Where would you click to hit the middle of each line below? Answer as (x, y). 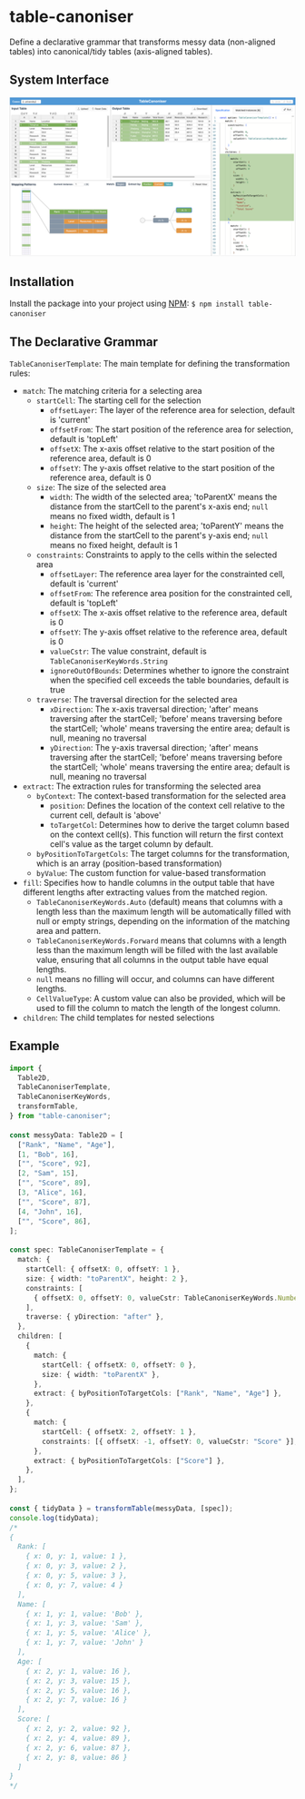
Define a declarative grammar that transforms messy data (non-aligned (143, 42)
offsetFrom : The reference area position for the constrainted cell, (171, 593)
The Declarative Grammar (84, 342)
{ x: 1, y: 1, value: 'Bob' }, (85, 1614)
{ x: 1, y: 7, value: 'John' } (85, 1643)
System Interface (59, 80)
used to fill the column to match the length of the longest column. (158, 1008)
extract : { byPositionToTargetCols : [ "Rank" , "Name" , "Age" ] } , (157, 1394)
